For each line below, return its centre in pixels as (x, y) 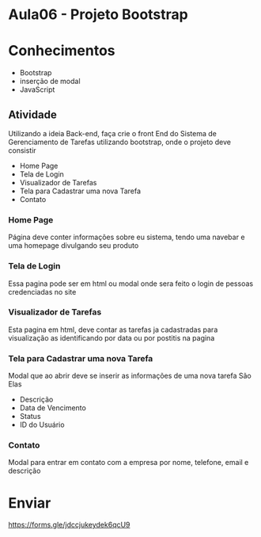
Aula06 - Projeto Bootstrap (98, 15)
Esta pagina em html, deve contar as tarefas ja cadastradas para (113, 329)
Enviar (30, 503)
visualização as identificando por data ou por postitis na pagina (112, 337)
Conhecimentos (62, 51)
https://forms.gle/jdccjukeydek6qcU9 (69, 525)
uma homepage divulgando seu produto (74, 246)
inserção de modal (50, 82)
